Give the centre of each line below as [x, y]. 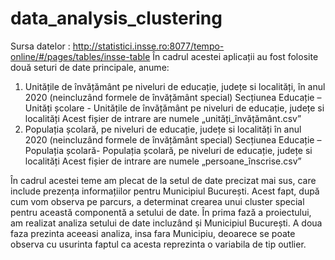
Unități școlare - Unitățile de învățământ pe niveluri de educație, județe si [174, 108]
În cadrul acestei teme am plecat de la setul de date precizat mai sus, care [163, 180]
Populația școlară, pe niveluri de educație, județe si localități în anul [163, 129]
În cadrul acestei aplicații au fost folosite [235, 56]
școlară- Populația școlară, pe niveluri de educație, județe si [189, 150]
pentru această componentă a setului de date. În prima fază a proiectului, [161, 212]
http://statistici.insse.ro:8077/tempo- [148, 46]
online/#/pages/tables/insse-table [80, 56]
